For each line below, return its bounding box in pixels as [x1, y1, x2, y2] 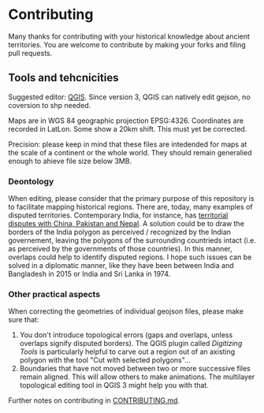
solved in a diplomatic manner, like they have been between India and [8, 261, 234, 270]
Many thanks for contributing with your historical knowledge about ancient [8, 32, 251, 41]
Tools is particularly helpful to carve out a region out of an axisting [19, 347, 236, 356]
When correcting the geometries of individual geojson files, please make [8, 307, 244, 316]
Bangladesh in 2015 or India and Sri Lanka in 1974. [8, 270, 171, 279]
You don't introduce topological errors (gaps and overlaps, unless [19, 330, 233, 340]
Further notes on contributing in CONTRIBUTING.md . [8, 396, 180, 405]
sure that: [8, 315, 39, 325]
